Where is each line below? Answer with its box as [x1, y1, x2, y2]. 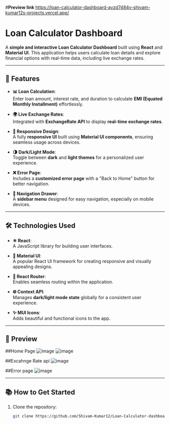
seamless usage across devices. [12, 139, 81, 145]
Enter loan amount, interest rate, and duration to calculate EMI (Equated [12, 95, 163, 102]
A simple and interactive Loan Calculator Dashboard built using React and [5, 44, 163, 50]
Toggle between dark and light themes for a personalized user [12, 154, 144, 160]
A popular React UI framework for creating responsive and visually [12, 258, 152, 264]
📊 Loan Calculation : [12, 88, 56, 94]
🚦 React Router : [12, 273, 47, 279]
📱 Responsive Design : [12, 128, 60, 134]
